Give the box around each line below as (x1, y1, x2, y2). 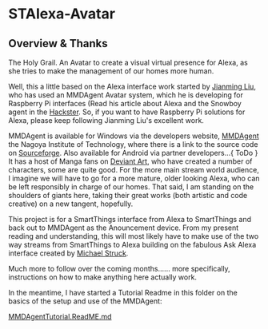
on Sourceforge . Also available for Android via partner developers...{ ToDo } (8, 149, 258, 157)
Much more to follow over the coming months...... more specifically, (8, 264, 230, 273)
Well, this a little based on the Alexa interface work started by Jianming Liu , (8, 81, 256, 91)
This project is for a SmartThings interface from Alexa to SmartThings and (8, 215, 252, 224)
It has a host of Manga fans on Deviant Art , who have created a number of (8, 157, 253, 166)
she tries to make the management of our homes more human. (8, 66, 214, 76)
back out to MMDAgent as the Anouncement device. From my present (8, 223, 239, 232)
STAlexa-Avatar (8, 5, 116, 23)
